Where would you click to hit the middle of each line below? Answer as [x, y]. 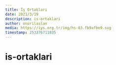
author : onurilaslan [26, 23]
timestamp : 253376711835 [31, 32]
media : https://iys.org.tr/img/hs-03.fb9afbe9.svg [58, 28]
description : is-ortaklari [33, 19]
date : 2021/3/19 [22, 14]
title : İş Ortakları [26, 10]
